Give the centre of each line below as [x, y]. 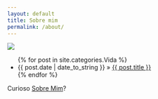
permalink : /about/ [36, 27]
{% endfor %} [38, 75]
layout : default [31, 14]
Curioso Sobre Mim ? [37, 88]
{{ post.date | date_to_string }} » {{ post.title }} [84, 67]
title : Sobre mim [33, 20]
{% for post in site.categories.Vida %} [72, 60]
